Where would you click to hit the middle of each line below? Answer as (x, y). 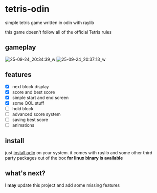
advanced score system (36, 114)
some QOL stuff (28, 103)
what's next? (25, 173)
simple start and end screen (40, 97)
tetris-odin (27, 9)
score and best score (34, 92)
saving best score (30, 120)
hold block (23, 108)
